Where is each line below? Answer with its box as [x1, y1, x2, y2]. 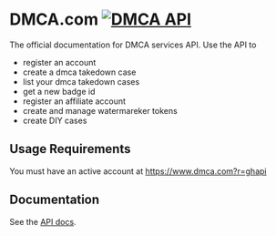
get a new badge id [22, 86, 96, 97]
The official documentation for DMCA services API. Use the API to [9, 39, 257, 50]
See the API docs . [9, 216, 77, 227]
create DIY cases [22, 115, 87, 126]
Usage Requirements [9, 141, 131, 157]
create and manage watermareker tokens [22, 105, 178, 116]
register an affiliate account [22, 96, 126, 107]
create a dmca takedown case [22, 67, 137, 77]
